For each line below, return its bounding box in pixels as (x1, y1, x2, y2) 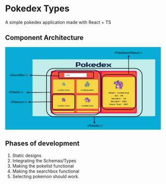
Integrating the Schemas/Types (12, 157, 77, 163)
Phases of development (5, 139, 80, 148)
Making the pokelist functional (12, 163, 74, 169)
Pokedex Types (5, 3, 70, 14)
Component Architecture (5, 34, 84, 42)
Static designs (12, 152, 41, 158)
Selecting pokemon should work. (12, 173, 80, 179)
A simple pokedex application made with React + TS (5, 19, 111, 25)
